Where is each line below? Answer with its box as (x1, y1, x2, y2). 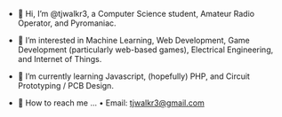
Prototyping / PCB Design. (17, 81, 114, 90)
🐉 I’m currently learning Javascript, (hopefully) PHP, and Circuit (17, 71, 251, 82)
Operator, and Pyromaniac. (17, 18, 117, 28)
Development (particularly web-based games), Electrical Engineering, (17, 44, 274, 55)
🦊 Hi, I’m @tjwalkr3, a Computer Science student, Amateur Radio (17, 9, 255, 19)
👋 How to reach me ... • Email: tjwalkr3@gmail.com (17, 97, 205, 108)
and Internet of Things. (17, 54, 102, 64)
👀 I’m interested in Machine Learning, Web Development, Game (17, 35, 251, 45)
